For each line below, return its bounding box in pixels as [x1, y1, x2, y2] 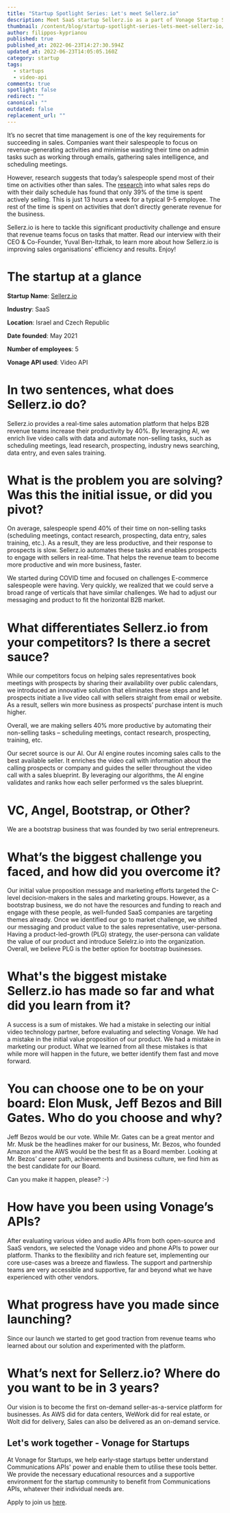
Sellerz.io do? [7, 396, 87, 412]
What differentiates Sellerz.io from [7, 620, 209, 635]
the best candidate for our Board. [7, 1162, 101, 1170]
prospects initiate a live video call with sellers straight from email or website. [7, 693, 222, 702]
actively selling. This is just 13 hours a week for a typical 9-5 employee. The [7, 195, 220, 203]
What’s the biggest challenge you [7, 849, 202, 865]
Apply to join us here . [7, 1498, 67, 1506]
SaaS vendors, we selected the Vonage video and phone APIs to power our [7, 1244, 219, 1252]
